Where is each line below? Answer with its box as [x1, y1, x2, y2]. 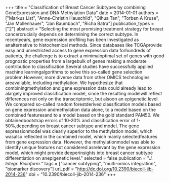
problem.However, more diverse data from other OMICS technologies [5, 75, 150, 80]
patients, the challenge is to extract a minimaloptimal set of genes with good [5, 53, 164, 59]
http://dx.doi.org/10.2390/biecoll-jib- [77, 166, 154, 172]
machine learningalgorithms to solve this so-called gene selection [5, 69, 143, 75]
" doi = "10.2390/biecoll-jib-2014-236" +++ [25, 171, 116, 177]
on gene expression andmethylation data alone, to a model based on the [5, 106, 156, 113]
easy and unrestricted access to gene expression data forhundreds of [5, 48, 151, 53]
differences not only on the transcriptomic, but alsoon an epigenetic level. [5, 96, 159, 102]
